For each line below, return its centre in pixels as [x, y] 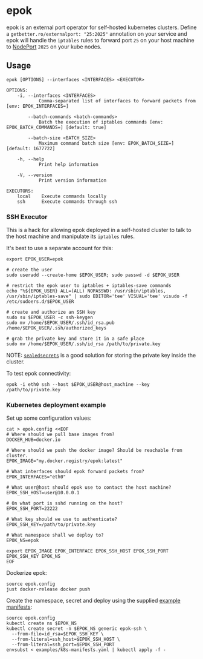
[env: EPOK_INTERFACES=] [37, 106]
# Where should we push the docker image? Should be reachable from [94, 451]
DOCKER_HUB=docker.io [34, 440]
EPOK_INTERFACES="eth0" [36, 477]
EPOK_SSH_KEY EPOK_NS [34, 557]
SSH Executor [27, 217]
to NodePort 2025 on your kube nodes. [54, 47]
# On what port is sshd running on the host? [64, 503]
